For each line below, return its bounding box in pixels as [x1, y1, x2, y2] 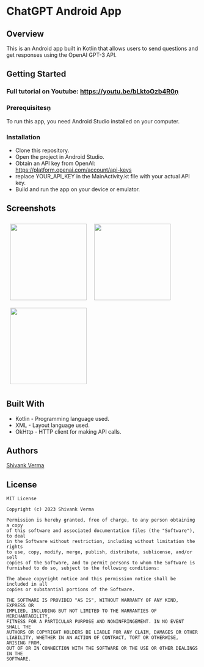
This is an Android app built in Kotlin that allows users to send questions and [6, 45, 199, 52]
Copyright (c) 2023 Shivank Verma [6, 506, 95, 512]
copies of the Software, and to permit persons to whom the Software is [6, 560, 195, 566]
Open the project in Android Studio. [15, 153, 105, 160]
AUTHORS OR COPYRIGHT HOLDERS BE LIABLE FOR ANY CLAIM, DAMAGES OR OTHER [6, 629, 199, 636]
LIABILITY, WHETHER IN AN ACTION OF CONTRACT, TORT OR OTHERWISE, [6, 635, 179, 641]
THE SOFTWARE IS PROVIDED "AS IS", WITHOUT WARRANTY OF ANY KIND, [6, 597, 179, 603]
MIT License [6, 496, 37, 502]
